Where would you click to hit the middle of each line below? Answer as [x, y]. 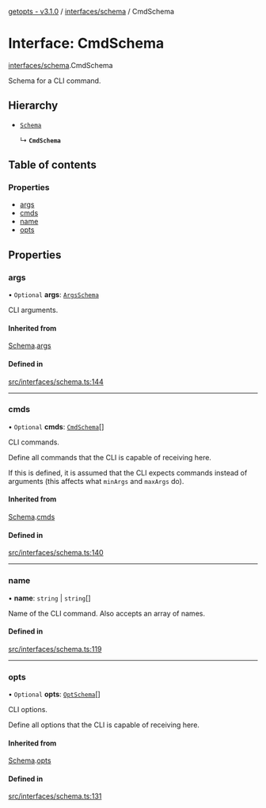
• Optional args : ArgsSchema [53, 295]
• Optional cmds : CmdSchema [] [56, 426]
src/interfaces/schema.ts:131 [55, 796]
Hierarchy [33, 106]
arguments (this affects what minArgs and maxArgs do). [96, 481]
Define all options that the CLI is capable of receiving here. [104, 725]
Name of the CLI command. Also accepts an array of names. [107, 613]
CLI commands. [34, 442]
